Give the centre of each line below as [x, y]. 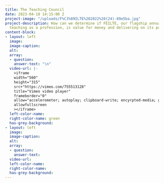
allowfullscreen [31, 105]
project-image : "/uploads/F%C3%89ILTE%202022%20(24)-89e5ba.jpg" [73, 19]
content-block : [20, 32]
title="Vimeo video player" [42, 91]
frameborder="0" [31, 96]
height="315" [27, 82]
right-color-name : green [35, 118]
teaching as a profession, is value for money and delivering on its [82, 28]
